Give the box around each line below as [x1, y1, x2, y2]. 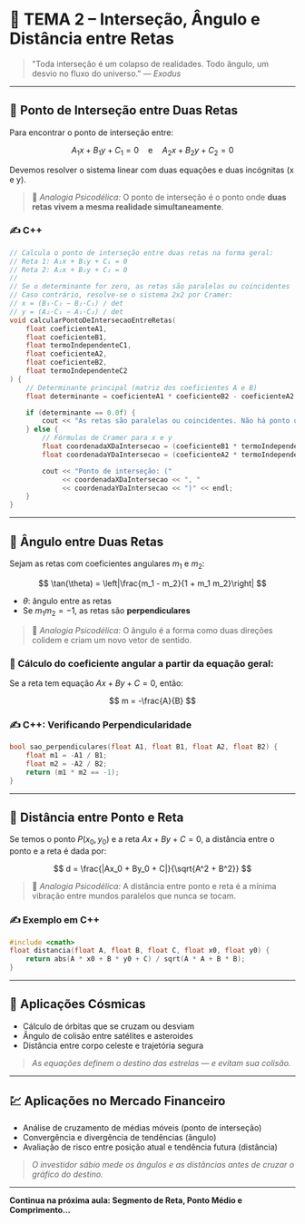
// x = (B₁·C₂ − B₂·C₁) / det [9, 299, 124, 308]
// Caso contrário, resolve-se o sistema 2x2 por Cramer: [9, 290, 233, 299]
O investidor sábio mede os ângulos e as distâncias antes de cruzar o [31, 1159, 295, 1170]
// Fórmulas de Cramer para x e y [42, 434, 172, 443]
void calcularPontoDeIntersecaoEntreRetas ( [9, 316, 177, 325]
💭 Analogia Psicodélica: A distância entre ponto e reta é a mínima [31, 881, 277, 892]
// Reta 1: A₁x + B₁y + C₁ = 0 [9, 257, 128, 266]
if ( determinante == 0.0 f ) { [25, 408, 136, 417]
